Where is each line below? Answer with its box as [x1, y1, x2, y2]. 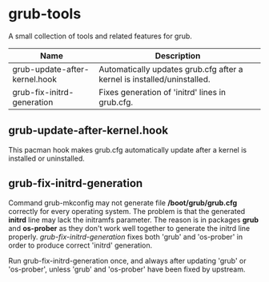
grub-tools [8, 5, 82, 23]
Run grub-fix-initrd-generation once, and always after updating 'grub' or [8, 256, 247, 265]
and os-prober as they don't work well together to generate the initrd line [8, 223, 251, 232]
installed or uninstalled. [8, 153, 86, 163]
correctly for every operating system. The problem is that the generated [8, 206, 246, 216]
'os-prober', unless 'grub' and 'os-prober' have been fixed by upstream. [8, 264, 246, 274]
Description [155, 50, 201, 61]
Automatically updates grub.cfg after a [98, 63, 243, 74]
